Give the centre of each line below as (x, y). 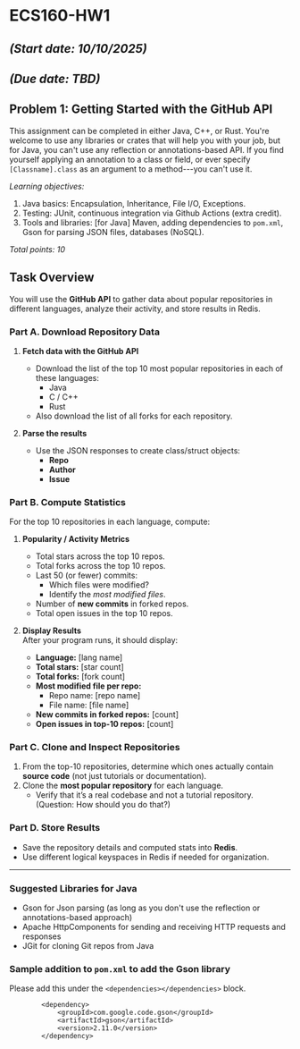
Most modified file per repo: (88, 686)
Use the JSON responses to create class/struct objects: (138, 450)
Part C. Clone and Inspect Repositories (95, 748)
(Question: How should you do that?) (103, 805)
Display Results (52, 630)
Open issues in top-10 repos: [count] (104, 724)
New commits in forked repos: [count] (107, 715)
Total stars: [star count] (80, 667)
